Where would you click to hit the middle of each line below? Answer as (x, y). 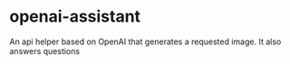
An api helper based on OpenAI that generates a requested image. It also (145, 41)
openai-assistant (75, 17)
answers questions (44, 50)
